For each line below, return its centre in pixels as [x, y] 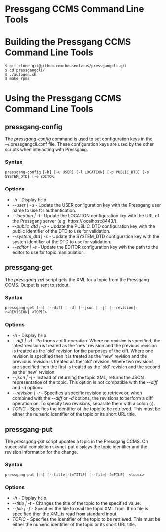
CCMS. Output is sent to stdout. [38, 285]
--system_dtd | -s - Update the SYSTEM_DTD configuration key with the [86, 236]
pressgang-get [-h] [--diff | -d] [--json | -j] [56, 308]
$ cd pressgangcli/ [25, 70]
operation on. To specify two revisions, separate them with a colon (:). [83, 404]
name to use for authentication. [44, 210]
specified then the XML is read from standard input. [65, 514]
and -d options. [28, 388]
